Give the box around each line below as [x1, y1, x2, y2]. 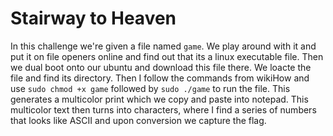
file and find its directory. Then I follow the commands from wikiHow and [10, 72, 310, 84]
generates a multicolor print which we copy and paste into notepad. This [10, 93, 309, 105]
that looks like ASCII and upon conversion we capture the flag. [10, 114, 267, 126]
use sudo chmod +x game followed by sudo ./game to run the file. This [10, 82, 291, 94]
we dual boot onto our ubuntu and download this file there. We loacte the [10, 61, 312, 73]
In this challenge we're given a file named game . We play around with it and [10, 40, 317, 52]
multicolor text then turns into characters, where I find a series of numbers [10, 103, 317, 116]
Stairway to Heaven [10, 7, 177, 30]
